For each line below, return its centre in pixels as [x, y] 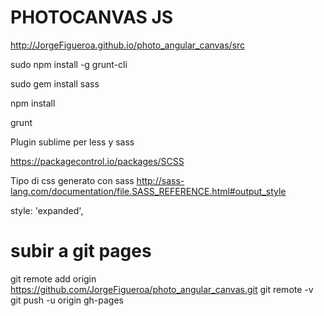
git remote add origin [53, 278]
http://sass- [160, 180]
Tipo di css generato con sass [72, 180]
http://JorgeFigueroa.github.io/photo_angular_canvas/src [128, 45]
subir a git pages [81, 251]
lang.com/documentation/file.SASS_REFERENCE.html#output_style [148, 191]
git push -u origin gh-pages [67, 300]
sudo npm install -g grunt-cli [69, 64]
